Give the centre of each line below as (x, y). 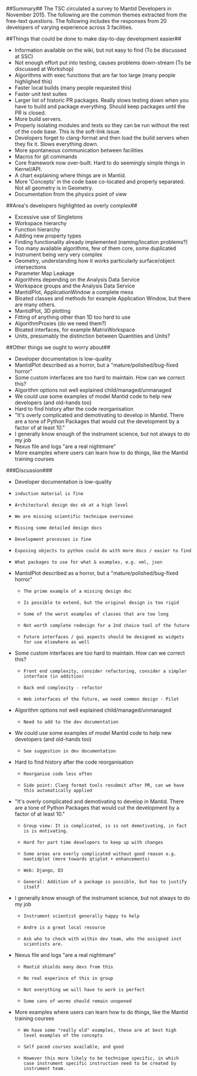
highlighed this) (34, 81)
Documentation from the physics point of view (71, 194)
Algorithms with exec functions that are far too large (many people (95, 75)
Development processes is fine (53, 539)
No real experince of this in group (68, 978)
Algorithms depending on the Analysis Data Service (77, 280)
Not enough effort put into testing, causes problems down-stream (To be (103, 62)
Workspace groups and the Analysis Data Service (75, 286)
